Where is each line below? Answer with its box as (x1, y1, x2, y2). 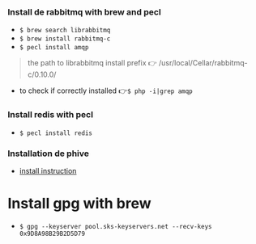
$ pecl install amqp (19, 44, 89, 52)
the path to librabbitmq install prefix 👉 (27, 58, 157, 68)
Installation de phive (7, 148, 90, 159)
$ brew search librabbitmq (19, 27, 111, 35)
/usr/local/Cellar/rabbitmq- (158, 58, 248, 68)
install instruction (19, 166, 77, 175)
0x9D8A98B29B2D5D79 (19, 229, 86, 238)
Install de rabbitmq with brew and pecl (7, 6, 161, 18)
